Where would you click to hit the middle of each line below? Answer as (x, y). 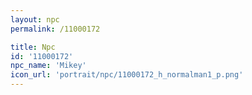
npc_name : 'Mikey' (48, 66)
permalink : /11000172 (55, 29)
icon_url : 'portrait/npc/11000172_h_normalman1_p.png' (127, 75)
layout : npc (35, 19)
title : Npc (33, 47)
